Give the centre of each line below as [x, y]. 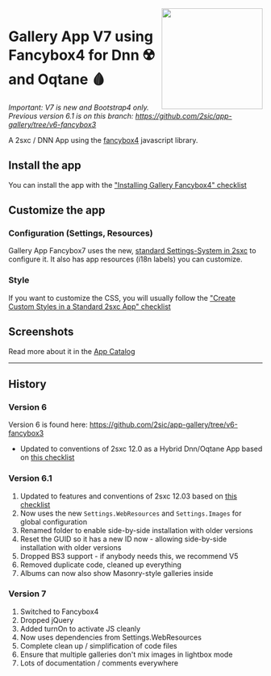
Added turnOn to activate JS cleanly [80, 628]
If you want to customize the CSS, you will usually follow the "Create [122, 298]
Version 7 [27, 594]
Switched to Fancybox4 [59, 611]
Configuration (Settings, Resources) [81, 233]
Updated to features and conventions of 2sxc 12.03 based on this [129, 496]
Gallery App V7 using [81, 37]
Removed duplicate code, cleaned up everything [100, 565]
